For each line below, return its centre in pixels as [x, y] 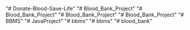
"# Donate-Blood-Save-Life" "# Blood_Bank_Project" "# [74, 9]
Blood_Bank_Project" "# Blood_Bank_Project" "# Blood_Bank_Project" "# [95, 15]
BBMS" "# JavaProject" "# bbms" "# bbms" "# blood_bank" [79, 21]
